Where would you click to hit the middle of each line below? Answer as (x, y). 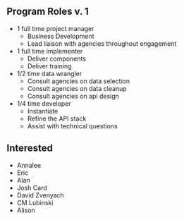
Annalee (29, 165)
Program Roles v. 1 (48, 12)
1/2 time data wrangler (49, 73)
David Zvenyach (40, 195)
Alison (26, 210)
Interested (30, 148)
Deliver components (56, 59)
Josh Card (32, 188)
